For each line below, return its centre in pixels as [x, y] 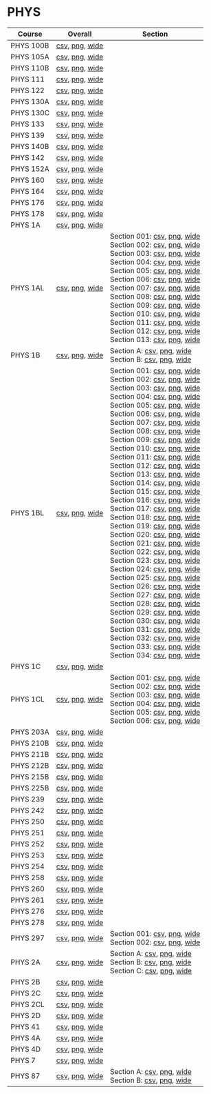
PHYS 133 [27, 123]
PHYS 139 [27, 135]
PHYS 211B [30, 754]
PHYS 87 [25, 1075]
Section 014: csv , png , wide [155, 482]
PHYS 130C [30, 112]
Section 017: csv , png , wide [155, 508]
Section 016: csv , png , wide [155, 499]
